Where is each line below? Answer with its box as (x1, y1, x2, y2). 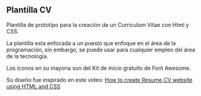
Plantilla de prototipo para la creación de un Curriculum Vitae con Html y (6, 21, 189, 28)
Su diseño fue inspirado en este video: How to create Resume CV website (6, 76, 193, 83)
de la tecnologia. (6, 52, 48, 60)
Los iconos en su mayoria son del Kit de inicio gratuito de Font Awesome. (6, 64, 191, 72)
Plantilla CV (6, 5, 52, 15)
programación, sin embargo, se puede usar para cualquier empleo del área (6, 46, 195, 53)
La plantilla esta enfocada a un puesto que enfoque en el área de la (6, 39, 176, 46)
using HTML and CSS (6, 83, 61, 90)
